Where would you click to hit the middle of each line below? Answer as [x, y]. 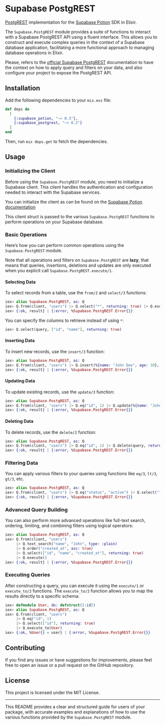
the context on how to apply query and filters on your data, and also [74, 68]
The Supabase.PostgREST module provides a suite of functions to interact [78, 32]
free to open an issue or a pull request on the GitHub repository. [70, 665]
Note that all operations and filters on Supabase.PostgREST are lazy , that [77, 260]
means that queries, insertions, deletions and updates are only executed [78, 265]
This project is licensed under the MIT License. [53, 692]
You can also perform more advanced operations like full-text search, [75, 520]
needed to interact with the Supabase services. [53, 192]
